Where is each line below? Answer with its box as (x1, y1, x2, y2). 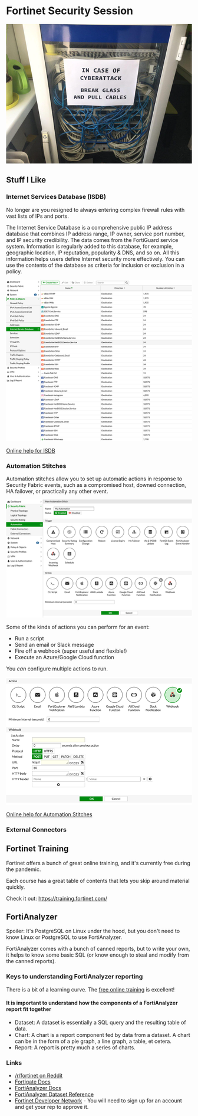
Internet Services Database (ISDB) (6, 193, 106, 201)
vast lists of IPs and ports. (6, 212, 70, 220)
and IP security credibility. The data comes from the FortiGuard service (6, 236, 179, 243)
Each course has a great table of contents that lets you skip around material (6, 877, 190, 884)
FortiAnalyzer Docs (14, 1085, 62, 1092)
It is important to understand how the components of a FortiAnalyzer (6, 999, 178, 1007)
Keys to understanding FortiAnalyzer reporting (6, 973, 143, 981)
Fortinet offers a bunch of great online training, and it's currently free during (6, 859, 190, 866)
